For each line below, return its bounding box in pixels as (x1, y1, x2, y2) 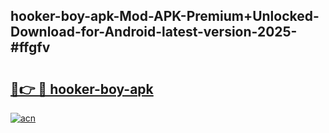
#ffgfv (10, 39, 51, 56)
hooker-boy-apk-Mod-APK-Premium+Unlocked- (10, 8, 320, 25)
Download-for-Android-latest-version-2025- (10, 24, 298, 41)
